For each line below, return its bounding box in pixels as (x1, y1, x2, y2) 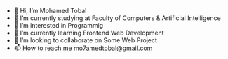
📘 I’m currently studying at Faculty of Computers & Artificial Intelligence (13, 14, 221, 22)
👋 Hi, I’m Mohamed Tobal (13, 7, 87, 15)
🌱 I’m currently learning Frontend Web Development (13, 28, 164, 37)
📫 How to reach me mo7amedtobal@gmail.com (13, 44, 153, 52)
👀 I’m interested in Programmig (13, 22, 104, 29)
